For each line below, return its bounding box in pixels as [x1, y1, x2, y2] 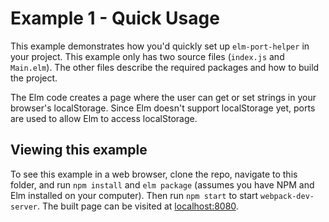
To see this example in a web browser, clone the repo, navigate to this [10, 168, 298, 180]
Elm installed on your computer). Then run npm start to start [10, 189, 259, 201]
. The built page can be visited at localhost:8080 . [36, 200, 239, 212]
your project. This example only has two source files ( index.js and [10, 50, 285, 62]
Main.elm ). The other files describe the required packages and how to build [10, 61, 320, 73]
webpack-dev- [260, 191, 315, 201]
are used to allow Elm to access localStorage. [10, 112, 198, 124]
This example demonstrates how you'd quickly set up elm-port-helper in [10, 40, 310, 52]
